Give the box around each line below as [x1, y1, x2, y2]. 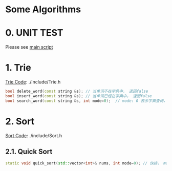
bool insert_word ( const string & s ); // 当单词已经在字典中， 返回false [5, 93, 152, 98]
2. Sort [5, 115, 35, 127]
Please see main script [5, 44, 53, 50]
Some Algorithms [5, 4, 81, 15]
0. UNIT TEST [5, 27, 63, 39]
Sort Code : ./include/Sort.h [5, 132, 62, 139]
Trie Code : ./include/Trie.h [5, 79, 61, 85]
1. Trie [5, 62, 32, 74]
